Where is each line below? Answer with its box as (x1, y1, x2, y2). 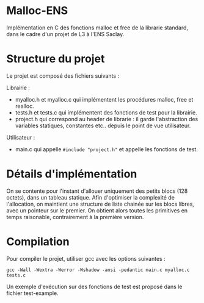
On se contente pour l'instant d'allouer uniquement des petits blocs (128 (6, 187, 188, 195)
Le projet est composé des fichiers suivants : (6, 72, 120, 80)
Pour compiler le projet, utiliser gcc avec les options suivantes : (6, 255, 166, 262)
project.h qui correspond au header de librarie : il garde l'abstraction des (15, 115, 199, 122)
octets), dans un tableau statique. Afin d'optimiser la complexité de (6, 193, 175, 201)
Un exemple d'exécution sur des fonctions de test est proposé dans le (6, 283, 183, 290)
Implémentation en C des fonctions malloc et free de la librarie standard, (6, 24, 188, 31)
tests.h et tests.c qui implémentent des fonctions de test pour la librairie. (15, 108, 197, 116)
